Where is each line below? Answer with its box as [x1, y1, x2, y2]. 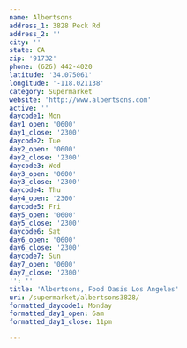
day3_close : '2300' [9, 178, 81, 187]
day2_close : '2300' [9, 152, 81, 162]
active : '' [9, 104, 49, 112]
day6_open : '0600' [9, 236, 77, 244]
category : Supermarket [9, 87, 93, 96]
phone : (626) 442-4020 [9, 63, 93, 72]
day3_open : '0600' [9, 169, 77, 178]
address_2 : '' [9, 29, 62, 38]
